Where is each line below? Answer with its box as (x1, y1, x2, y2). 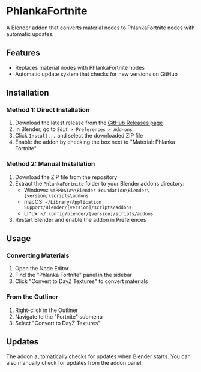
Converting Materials (6, 251, 70, 260)
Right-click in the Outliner (14, 306, 78, 314)
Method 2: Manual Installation (6, 160, 95, 168)
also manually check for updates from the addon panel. (6, 359, 143, 366)
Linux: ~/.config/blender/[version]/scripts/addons (23, 209, 154, 217)
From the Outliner (6, 293, 59, 301)
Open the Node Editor (14, 265, 69, 272)
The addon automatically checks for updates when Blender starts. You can (6, 353, 191, 360)
